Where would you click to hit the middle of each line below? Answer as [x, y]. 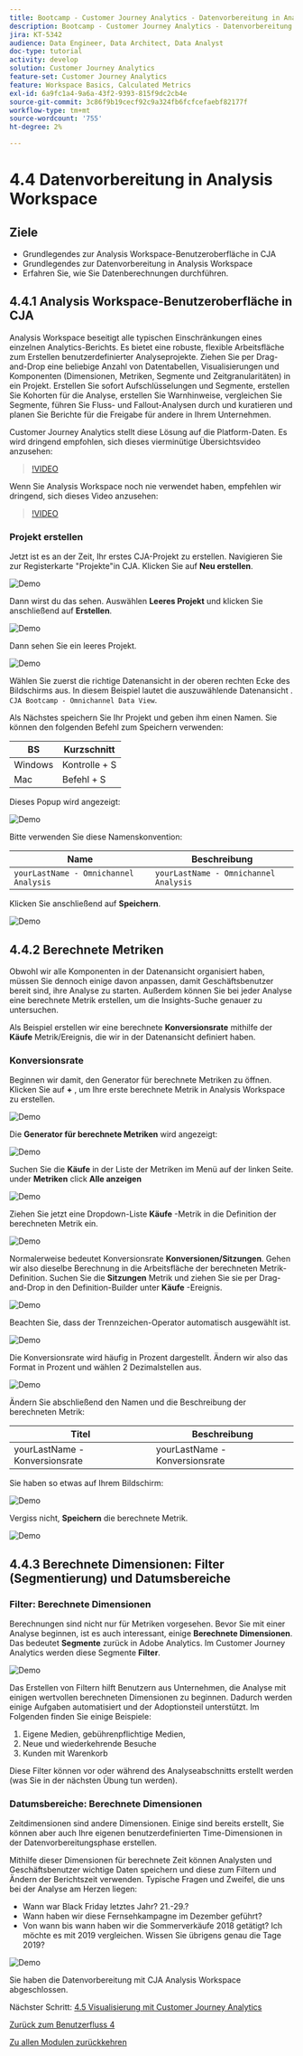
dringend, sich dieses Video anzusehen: [84, 496]
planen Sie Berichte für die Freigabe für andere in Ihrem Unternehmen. [141, 414]
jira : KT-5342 [36, 34]
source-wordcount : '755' [56, 118]
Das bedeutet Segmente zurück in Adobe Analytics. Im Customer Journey [147, 1643]
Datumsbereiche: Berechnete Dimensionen [106, 1804]
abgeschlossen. [39, 1990]
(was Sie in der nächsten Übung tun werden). [94, 1780]
